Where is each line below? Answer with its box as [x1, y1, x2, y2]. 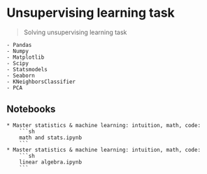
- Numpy [6, 48, 29, 55]
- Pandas [6, 41, 32, 48]
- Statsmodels [6, 66, 48, 73]
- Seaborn [6, 72, 36, 79]
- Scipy [6, 59, 29, 67]
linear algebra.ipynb [19, 159, 82, 166]
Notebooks [6, 103, 56, 115]
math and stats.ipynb [19, 134, 82, 141]
